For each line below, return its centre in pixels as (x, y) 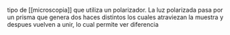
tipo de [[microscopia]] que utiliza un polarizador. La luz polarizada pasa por (115, 10)
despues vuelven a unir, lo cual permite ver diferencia (83, 24)
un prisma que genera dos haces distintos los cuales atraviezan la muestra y (115, 17)
